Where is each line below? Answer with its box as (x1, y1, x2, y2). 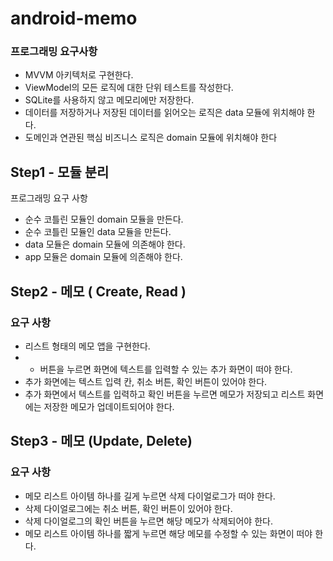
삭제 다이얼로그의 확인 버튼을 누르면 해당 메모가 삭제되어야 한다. (24, 515, 273, 527)
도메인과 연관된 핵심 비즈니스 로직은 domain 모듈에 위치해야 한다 (24, 132, 278, 144)
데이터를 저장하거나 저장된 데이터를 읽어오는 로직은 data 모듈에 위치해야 (24, 107, 305, 119)
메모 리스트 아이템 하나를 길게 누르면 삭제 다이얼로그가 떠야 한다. (24, 490, 276, 502)
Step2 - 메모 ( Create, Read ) (10, 283, 187, 300)
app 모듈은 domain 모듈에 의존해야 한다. (24, 251, 183, 263)
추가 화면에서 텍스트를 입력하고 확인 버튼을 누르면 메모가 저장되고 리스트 (24, 388, 306, 400)
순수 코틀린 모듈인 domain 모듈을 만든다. (24, 213, 184, 226)
